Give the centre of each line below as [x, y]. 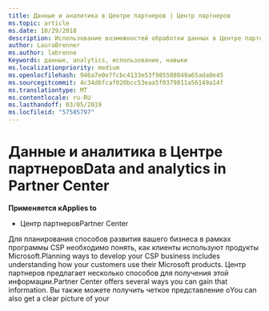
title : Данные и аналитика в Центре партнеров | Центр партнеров [119, 16]
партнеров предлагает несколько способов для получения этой [118, 273]
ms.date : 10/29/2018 [43, 30]
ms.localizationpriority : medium [64, 68]
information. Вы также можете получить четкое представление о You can [133, 289]
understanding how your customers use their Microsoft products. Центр [127, 264]
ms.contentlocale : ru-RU [50, 98]
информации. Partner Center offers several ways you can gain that [118, 281]
